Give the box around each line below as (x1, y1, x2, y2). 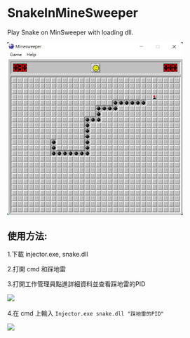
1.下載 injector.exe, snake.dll (7, 250, 88, 259)
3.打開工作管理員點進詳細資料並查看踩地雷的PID (7, 280, 146, 288)
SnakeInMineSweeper (7, 5, 139, 21)
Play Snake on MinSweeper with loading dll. (7, 28, 134, 36)
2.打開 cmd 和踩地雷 (7, 265, 67, 273)
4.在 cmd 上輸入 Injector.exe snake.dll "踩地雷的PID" (7, 309, 165, 318)
